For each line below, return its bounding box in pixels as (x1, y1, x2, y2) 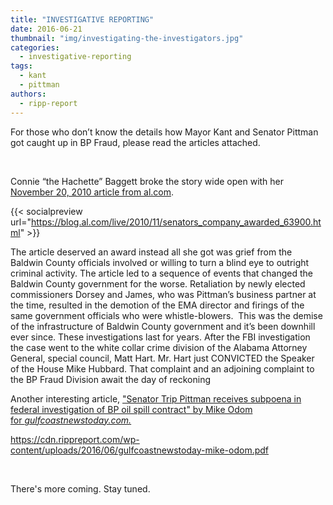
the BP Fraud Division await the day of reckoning (10, 373, 211, 385)
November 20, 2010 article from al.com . (10, 186, 175, 198)
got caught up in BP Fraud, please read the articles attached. (10, 136, 261, 148)
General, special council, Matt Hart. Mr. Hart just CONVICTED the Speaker (10, 352, 315, 364)
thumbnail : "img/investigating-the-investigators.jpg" (10, 33, 244, 43)
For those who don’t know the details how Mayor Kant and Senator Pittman (10, 126, 319, 138)
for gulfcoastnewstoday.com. (10, 414, 132, 426)
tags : (10, 61, 33, 71)
